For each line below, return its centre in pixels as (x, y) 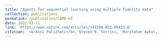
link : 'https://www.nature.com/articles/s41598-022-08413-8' (68, 28)
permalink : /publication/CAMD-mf (39, 18)
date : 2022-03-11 (23, 23)
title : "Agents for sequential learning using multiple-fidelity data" (79, 9)
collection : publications (31, 14)
